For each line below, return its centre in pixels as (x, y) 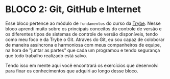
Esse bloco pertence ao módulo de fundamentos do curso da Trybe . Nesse (83, 23)
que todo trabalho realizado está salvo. (46, 55)
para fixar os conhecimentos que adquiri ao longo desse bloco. (72, 71)
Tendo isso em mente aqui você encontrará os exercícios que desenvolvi (82, 65)
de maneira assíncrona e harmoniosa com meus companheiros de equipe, (83, 45)
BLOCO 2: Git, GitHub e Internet (73, 9)
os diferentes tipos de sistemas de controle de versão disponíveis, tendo (82, 34)
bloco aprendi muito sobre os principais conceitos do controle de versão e (83, 28)
